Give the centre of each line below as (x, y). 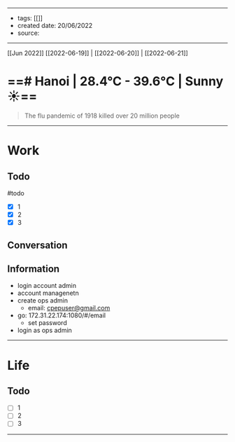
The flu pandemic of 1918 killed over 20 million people (102, 116)
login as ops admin (44, 331)
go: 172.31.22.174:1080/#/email (62, 315)
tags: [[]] (30, 18)
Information (34, 269)
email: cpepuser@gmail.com (69, 308)
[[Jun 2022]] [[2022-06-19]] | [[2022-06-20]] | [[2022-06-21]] (98, 53)
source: (28, 33)
